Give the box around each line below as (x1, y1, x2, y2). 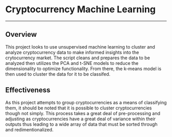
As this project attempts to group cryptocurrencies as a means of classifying (5, 99, 167, 105)
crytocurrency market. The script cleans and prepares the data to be (5, 55, 150, 61)
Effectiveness (5, 86, 51, 95)
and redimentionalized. (5, 126, 54, 132)
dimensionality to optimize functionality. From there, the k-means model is (5, 65, 162, 72)
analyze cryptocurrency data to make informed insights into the (5, 49, 139, 55)
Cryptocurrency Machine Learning (5, 4, 156, 15)
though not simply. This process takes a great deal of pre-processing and (5, 110, 160, 116)
